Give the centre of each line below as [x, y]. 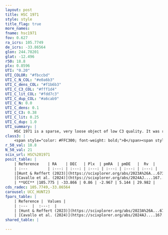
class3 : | [15, 136]
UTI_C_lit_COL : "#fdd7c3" [32, 94]
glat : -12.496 [20, 56]
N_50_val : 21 [19, 150]
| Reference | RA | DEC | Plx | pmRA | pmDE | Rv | [85, 164]
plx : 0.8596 [17, 66]
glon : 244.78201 [22, 52]
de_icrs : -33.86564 [25, 47]
